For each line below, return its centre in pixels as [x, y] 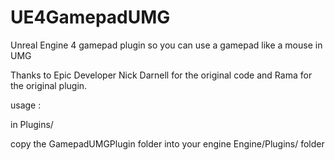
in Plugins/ [32, 124]
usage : [26, 105]
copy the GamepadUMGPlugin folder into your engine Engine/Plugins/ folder [167, 143]
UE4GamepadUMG [90, 17]
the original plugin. [49, 85]
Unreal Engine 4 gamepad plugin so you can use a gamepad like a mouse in [166, 45]
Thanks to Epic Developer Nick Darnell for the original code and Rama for [161, 75]
